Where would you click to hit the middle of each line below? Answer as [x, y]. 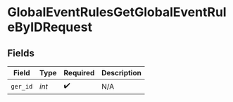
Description [122, 73]
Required [79, 73]
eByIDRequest [50, 27]
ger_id [22, 86]
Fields [21, 53]
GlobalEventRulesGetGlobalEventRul [117, 12]
